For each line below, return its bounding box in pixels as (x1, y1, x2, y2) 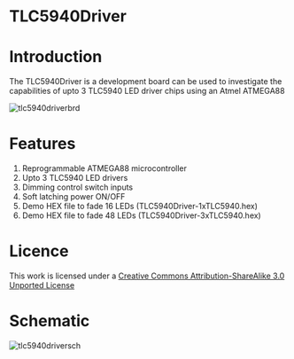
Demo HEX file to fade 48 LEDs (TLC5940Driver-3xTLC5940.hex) (21, 210, 261, 221)
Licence (9, 241, 69, 261)
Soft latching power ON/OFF (21, 191, 126, 202)
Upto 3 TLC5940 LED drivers (21, 173, 128, 183)
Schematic (9, 311, 90, 332)
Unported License (9, 280, 75, 290)
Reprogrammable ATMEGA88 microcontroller (21, 163, 188, 174)
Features (9, 134, 76, 154)
